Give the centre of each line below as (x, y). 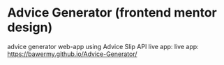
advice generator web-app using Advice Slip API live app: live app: (103, 46)
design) (30, 27)
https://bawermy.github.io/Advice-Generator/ (72, 54)
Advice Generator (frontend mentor (112, 13)
